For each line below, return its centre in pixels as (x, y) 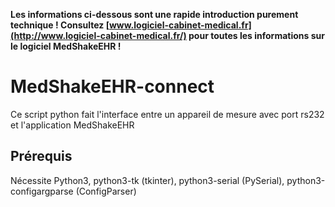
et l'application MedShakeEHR (72, 125)
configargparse (42, 191)
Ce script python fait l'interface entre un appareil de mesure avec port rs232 (167, 114)
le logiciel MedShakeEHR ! (66, 46)
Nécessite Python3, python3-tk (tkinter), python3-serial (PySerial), (147, 180)
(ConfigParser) (106, 191)
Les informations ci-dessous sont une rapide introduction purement (154, 14)
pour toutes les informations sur (256, 35)
